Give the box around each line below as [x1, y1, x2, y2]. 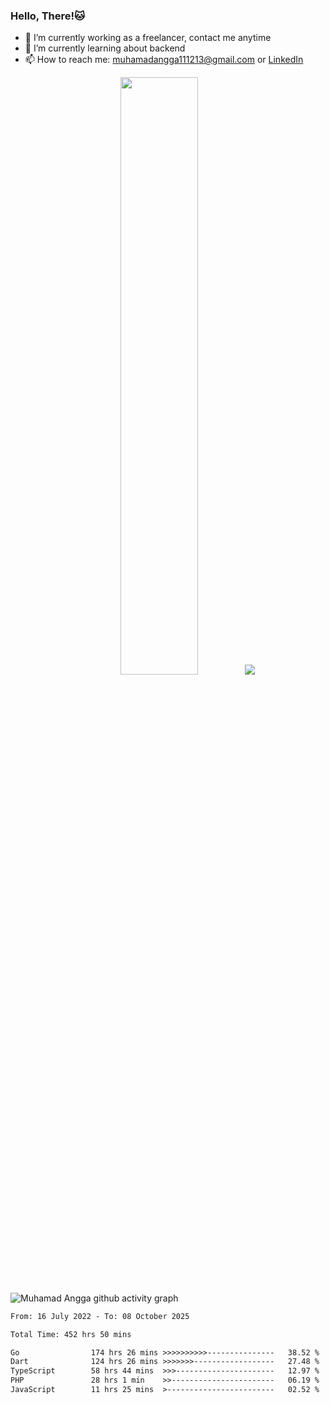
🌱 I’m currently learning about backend [24, 42, 186, 54]
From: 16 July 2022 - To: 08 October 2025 [10, 1311, 190, 1321]
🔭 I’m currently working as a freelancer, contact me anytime [24, 32, 272, 44]
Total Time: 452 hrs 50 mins [10, 1329, 132, 1339]
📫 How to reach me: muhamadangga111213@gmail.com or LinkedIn [24, 54, 304, 66]
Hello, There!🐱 [10, 9, 86, 23]
